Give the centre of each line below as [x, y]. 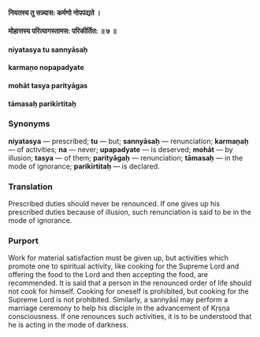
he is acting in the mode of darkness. [68, 325]
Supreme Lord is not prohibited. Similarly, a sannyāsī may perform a [118, 300]
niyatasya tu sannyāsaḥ [48, 50]
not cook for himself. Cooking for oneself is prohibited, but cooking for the [129, 291]
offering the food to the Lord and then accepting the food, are [108, 275]
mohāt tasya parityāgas [48, 85]
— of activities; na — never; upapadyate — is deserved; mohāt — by [121, 149]
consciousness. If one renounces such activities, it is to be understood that [130, 317]
